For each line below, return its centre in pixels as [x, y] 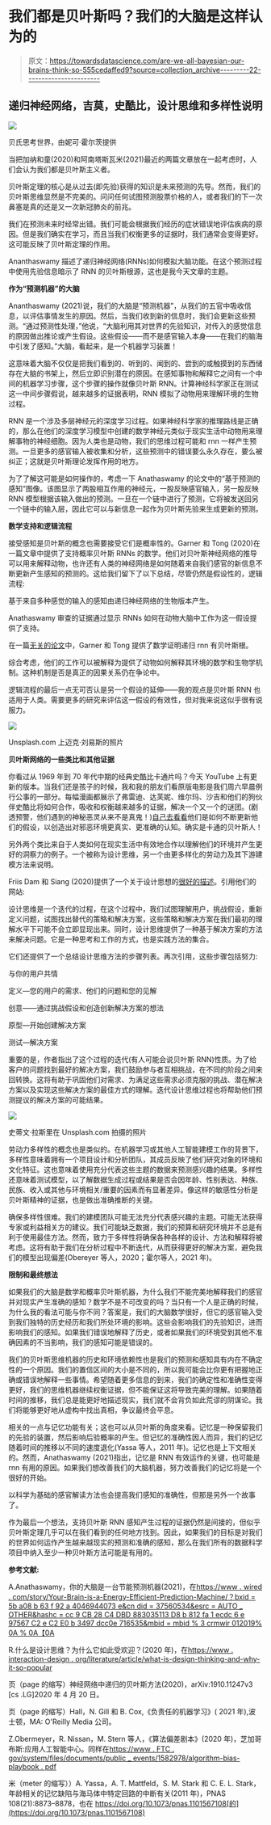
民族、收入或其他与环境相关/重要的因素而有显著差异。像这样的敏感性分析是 [133, 1190]
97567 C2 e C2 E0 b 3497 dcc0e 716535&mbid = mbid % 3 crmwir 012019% [135, 1623]
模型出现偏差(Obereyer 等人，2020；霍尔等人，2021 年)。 [119, 1257]
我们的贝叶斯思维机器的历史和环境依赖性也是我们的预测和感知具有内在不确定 [135, 1359]
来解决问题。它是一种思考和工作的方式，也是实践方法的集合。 [111, 939]
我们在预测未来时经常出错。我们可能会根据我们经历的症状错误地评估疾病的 [132, 224]
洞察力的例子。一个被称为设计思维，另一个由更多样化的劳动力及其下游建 [142, 854]
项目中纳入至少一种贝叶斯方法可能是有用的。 [83, 1552]
